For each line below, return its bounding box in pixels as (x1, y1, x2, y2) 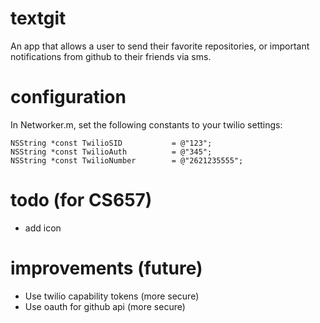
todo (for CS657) (10, 189, 153, 212)
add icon (24, 222, 62, 234)
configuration (10, 86, 127, 109)
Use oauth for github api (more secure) (24, 300, 186, 312)
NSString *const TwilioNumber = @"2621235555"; (10, 155, 244, 166)
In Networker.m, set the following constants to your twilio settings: (10, 118, 283, 131)
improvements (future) (10, 257, 203, 279)
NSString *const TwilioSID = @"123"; (10, 138, 213, 148)
